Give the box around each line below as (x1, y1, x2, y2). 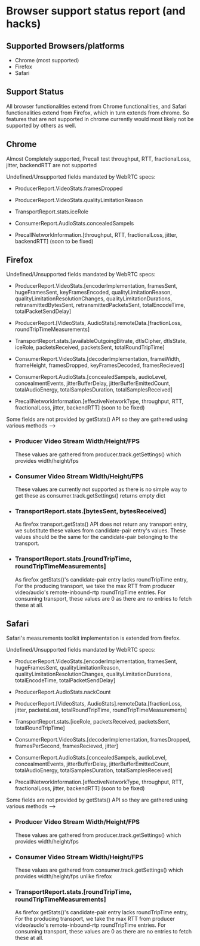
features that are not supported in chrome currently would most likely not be (6, 115, 194, 122)
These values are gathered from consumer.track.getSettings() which (14, 866, 184, 873)
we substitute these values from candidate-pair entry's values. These (14, 527, 186, 534)
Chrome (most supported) (14, 57, 79, 64)
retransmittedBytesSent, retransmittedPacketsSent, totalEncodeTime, (14, 302, 186, 309)
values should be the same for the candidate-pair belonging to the (14, 534, 178, 541)
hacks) (6, 17, 41, 31)
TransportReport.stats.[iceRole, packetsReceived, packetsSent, (14, 718, 171, 725)
